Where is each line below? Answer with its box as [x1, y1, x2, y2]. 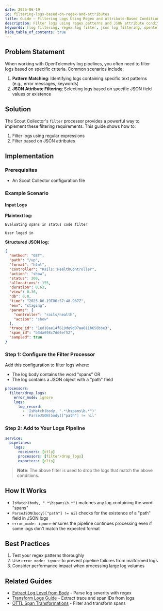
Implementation [5, 152, 54, 160]
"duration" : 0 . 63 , [9, 285, 47, 290]
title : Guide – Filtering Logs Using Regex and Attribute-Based [5, 16, 138, 21]
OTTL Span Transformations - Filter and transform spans [12, 600, 126, 606]
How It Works [5, 487, 47, 495]
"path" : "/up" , [9, 258, 40, 263]
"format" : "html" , [9, 262, 47, 267]
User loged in [5, 231, 34, 236]
